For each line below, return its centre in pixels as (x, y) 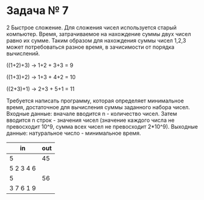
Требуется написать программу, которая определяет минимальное (95, 101)
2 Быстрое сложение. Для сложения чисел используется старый (92, 27)
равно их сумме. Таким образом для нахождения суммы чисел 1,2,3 (96, 40)
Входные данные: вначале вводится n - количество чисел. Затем (92, 113)
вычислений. (23, 53)
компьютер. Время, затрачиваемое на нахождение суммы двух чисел (99, 34)
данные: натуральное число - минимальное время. (74, 133)
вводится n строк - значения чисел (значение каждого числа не (91, 120)
